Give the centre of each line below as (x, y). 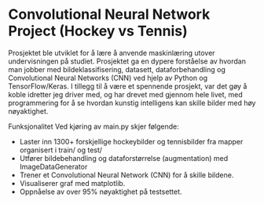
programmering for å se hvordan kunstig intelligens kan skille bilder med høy (132, 103)
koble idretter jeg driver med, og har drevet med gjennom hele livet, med (126, 94)
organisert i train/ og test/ (61, 150)
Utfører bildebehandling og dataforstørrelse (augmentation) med (124, 158)
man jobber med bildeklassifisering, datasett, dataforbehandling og (117, 69)
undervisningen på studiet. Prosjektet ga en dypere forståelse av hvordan (127, 61)
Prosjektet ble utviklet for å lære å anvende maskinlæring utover (112, 53)
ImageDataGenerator (53, 166)
